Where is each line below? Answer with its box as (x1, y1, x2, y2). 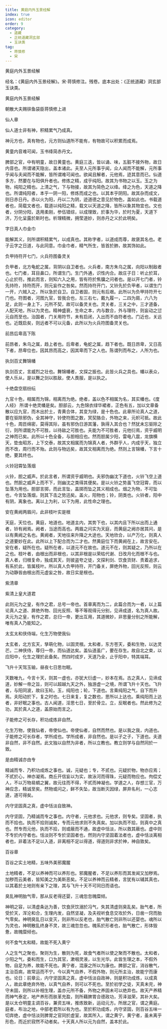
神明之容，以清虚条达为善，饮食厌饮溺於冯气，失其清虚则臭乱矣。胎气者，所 (5, 904, 162, 910)
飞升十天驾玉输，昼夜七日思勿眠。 (5, 664, 75, 670)
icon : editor (5, 16, 32, 21)
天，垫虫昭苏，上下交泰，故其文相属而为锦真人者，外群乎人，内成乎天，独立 (5, 440, 162, 446)
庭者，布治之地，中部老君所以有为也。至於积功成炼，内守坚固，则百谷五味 (5, 1006, 158, 1012)
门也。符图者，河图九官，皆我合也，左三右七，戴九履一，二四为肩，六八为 (5, 295, 158, 301)
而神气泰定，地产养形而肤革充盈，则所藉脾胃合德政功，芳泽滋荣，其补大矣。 (5, 994, 162, 1000)
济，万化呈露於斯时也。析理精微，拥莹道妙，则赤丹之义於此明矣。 (5, 215, 140, 221)
